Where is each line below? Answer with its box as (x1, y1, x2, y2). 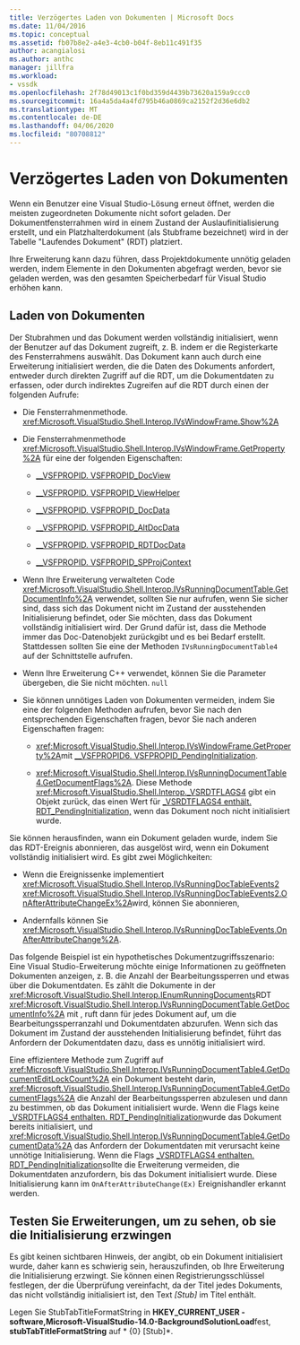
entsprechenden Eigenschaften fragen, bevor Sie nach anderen (21, 714, 257, 725)
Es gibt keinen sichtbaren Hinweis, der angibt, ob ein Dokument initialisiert (9, 1252, 284, 1263)
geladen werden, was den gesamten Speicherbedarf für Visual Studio (9, 273, 267, 283)
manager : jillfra (9, 64, 74, 73)
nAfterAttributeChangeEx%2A (21, 898, 133, 908)
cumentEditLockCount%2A (9, 1073, 110, 1084)
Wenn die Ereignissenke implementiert (21, 869, 165, 880)
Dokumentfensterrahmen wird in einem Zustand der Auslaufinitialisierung (9, 217, 279, 228)
